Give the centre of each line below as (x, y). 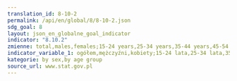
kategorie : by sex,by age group (55, 60)
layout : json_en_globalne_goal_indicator (69, 33)
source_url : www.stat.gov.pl (50, 66)
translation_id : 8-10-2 (42, 14)
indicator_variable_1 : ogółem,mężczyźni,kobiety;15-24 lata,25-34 (107, 54)
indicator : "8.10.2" (38, 40)
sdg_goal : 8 (25, 27)
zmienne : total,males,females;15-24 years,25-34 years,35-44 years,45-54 (118, 46)
